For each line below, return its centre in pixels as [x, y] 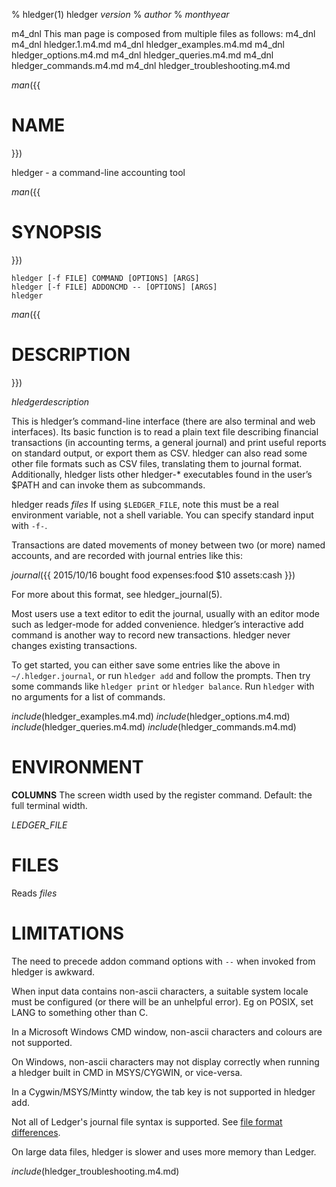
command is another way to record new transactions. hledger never [151, 635]
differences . [36, 1132]
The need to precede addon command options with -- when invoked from [163, 961]
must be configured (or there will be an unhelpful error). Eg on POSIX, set [162, 1001]
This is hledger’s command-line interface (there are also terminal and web [163, 421]
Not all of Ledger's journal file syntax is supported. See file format [147, 1121]
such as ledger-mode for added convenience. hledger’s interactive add [157, 624]
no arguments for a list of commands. [88, 696]
